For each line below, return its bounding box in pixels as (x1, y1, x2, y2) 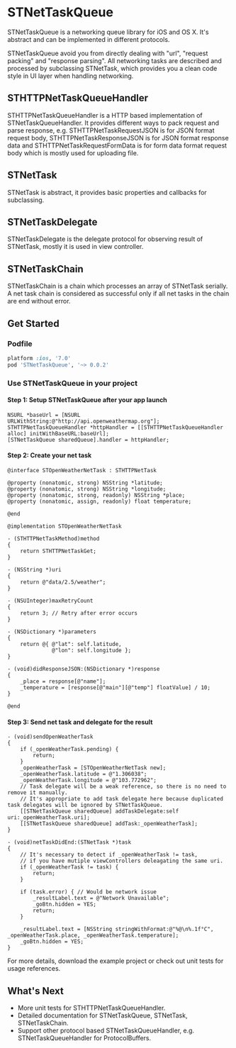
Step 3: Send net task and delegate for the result (7, 718, 153, 726)
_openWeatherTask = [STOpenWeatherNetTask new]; (20, 764, 167, 771)
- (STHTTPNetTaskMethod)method (7, 535, 100, 542)
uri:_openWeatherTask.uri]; (7, 814, 91, 821)
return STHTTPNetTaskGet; (20, 547, 97, 554)
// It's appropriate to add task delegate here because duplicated (20, 796, 223, 803)
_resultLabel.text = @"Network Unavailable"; (33, 895, 170, 902)
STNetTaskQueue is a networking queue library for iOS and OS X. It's (7, 28, 209, 36)
